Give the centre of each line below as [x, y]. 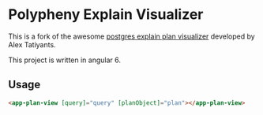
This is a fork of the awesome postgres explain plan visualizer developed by [131, 36]
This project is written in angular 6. [64, 60]
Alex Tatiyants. [32, 44]
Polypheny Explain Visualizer [106, 15]
